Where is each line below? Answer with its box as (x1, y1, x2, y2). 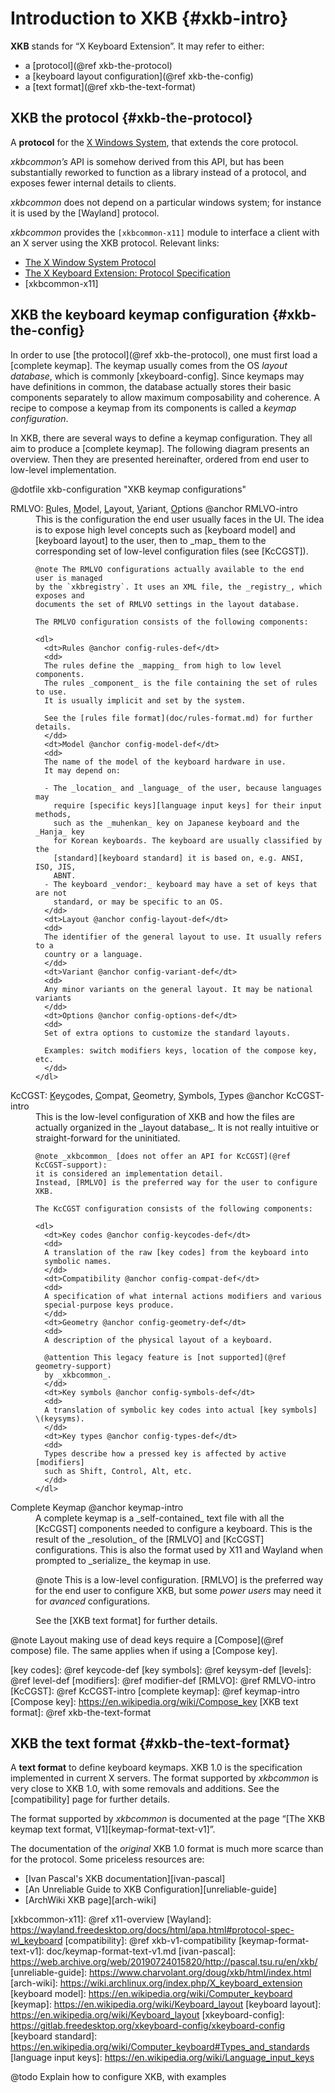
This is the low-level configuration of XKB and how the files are (35, 1110, 295, 1122)
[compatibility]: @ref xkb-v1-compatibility (64, 1935, 237, 1947)
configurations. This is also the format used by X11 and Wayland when (35, 1543, 324, 1556)
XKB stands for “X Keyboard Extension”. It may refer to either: (10, 40, 265, 52)
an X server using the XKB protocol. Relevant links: (10, 237, 220, 249)
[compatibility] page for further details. (10, 1793, 170, 1806)
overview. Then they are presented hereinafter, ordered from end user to (10, 453, 310, 465)
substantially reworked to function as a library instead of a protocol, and (10, 166, 307, 178)
